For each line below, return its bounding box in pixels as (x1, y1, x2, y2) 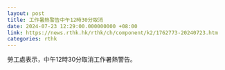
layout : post (7, 10, 45, 17)
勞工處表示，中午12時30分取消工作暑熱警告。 (7, 56, 136, 64)
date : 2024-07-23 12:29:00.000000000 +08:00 (7, 23, 138, 30)
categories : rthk (7, 36, 57, 43)
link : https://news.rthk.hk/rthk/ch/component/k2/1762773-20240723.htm (7, 29, 218, 36)
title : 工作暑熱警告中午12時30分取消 (7, 16, 104, 23)
